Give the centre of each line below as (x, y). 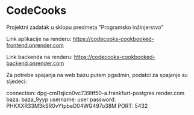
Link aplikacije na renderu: (39, 39)
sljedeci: (17, 81)
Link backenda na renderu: (39, 57)
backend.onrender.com (35, 63)
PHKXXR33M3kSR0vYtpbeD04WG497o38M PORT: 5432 (77, 105)
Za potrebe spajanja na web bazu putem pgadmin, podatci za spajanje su (97, 75)
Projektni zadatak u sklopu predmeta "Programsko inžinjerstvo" (85, 27)
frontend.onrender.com (35, 45)
